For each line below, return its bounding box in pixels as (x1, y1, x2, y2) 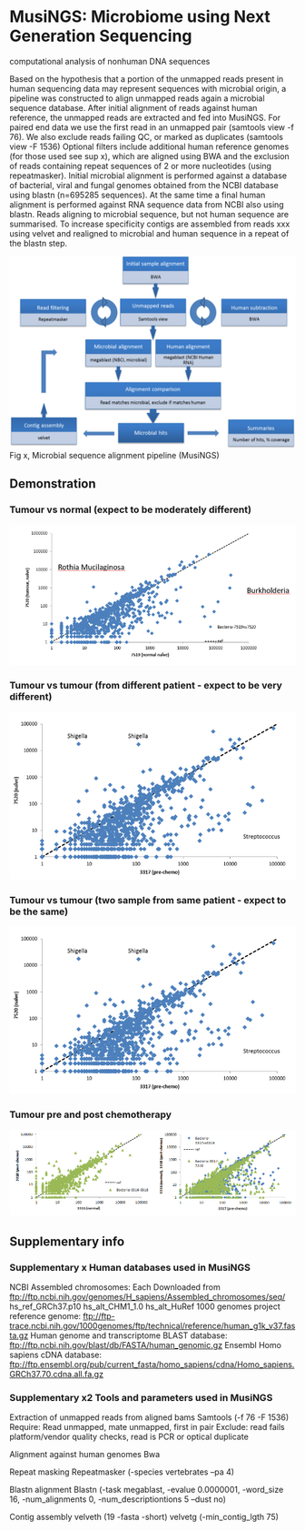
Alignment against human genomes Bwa (9, 1449, 161, 1460)
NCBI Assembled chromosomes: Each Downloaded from (9, 1282, 221, 1293)
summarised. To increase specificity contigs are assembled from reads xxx (9, 218, 290, 229)
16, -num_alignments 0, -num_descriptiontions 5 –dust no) (9, 1494, 227, 1505)
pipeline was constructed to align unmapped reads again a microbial (9, 93, 265, 104)
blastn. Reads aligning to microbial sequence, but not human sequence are (9, 208, 290, 219)
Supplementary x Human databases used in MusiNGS (9, 1261, 251, 1274)
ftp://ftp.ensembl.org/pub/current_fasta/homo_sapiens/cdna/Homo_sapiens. (9, 1359, 295, 1370)
